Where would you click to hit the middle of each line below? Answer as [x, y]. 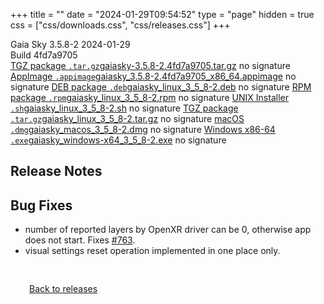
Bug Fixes [41, 205]
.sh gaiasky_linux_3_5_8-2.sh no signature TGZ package [124, 108]
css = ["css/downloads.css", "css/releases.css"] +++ [120, 25]
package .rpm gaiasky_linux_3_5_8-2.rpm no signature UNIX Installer [149, 97]
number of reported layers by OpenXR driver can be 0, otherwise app [168, 230]
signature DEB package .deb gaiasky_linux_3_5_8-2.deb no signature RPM [161, 87]
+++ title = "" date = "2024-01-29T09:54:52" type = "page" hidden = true [162, 14]
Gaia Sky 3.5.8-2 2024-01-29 [70, 44]
